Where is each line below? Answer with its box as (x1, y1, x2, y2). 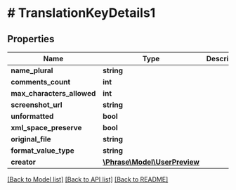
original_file (11, 134, 51, 144)
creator (11, 157, 37, 167)
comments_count (11, 77, 71, 87)
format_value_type (11, 146, 75, 156)
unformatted (11, 111, 54, 121)
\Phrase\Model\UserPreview (103, 157, 200, 167)
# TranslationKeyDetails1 (7, 5, 156, 21)
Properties (7, 33, 55, 45)
